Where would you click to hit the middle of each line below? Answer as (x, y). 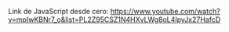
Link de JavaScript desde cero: (58, 11)
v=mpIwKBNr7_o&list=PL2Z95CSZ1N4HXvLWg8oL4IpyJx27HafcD (114, 20)
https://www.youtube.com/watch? (165, 11)
